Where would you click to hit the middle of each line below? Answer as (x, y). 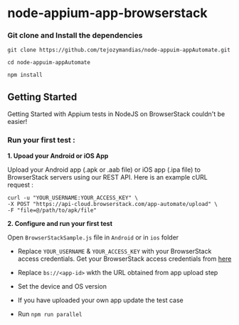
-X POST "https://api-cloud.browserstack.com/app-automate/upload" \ (113, 204)
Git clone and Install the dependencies (75, 36)
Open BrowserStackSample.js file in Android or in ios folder (93, 237)
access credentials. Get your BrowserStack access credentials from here (124, 259)
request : (21, 185)
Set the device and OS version (62, 286)
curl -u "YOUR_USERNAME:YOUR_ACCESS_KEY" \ (73, 197)
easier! (17, 122)
